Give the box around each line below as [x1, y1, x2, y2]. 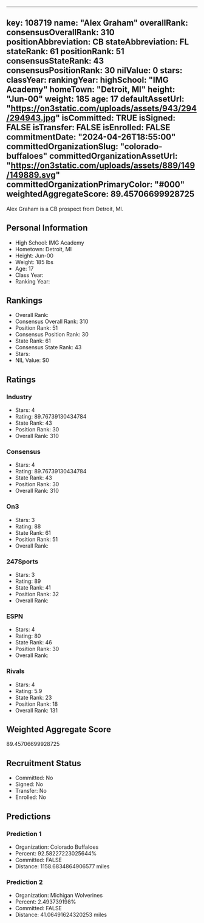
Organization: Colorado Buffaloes [15, 843, 99, 851]
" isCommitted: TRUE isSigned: [55, 113, 176, 124]
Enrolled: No [15, 793, 47, 801]
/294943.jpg [6, 113, 56, 124]
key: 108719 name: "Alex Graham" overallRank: [6, 18, 188, 28]
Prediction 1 [6, 829, 42, 838]
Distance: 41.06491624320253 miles [15, 911, 107, 919]
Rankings [6, 296, 42, 306]
